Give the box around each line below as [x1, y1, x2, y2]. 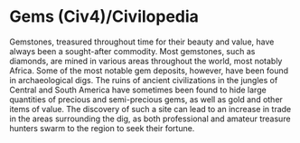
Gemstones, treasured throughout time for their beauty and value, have [9, 36, 275, 47]
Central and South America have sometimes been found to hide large [9, 84, 267, 95]
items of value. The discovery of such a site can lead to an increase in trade [9, 103, 292, 114]
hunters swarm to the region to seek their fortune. [9, 122, 195, 133]
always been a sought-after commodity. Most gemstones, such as [9, 45, 256, 56]
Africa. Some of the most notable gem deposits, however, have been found [9, 65, 289, 76]
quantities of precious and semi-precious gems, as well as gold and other [9, 93, 283, 105]
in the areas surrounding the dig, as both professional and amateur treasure [9, 113, 291, 124]
